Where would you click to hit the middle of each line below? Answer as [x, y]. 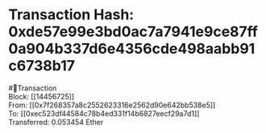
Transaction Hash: [71, 15]
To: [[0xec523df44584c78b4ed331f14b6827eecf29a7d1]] [104, 113]
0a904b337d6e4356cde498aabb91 [132, 49]
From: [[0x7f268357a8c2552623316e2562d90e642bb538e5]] [112, 105]
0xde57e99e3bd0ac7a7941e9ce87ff [133, 32]
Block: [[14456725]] [42, 96]
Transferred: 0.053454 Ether [56, 122]
